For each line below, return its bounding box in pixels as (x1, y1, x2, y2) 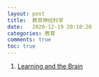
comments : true (7, 36, 52, 43)
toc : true (7, 43, 36, 50)
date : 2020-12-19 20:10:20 (7, 23, 92, 30)
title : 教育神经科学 (7, 17, 64, 24)
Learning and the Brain (17, 62, 84, 70)
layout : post (7, 10, 45, 17)
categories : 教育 (7, 29, 56, 37)
